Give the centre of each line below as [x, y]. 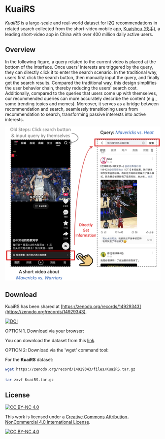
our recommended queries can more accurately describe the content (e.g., [81, 98]
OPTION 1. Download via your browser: [45, 331]
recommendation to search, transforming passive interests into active [76, 114]
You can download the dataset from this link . [50, 341]
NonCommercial [22, 422]
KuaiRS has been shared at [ [34, 307]
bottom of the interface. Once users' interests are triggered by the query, [79, 67]
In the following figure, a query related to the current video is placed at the [81, 62]
